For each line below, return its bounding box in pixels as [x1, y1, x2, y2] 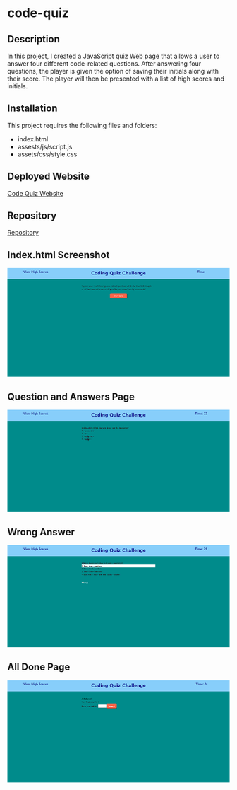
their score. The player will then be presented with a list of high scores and [7, 74, 224, 83]
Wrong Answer [7, 525, 75, 538]
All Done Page [7, 661, 71, 673]
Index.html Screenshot [7, 249, 110, 261]
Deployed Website [7, 170, 90, 182]
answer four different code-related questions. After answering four [7, 59, 202, 68]
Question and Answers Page [7, 390, 135, 402]
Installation [7, 103, 58, 115]
